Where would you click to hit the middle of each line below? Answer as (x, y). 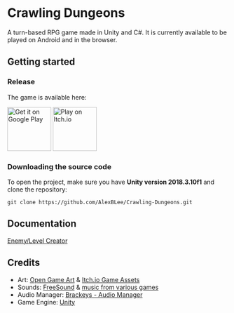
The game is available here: (47, 97)
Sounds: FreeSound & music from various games (88, 287)
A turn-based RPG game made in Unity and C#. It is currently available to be (117, 32)
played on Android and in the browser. (62, 39)
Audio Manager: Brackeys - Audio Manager (80, 294)
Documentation (42, 224)
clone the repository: (37, 189)
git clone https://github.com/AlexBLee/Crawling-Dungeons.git (100, 202)
